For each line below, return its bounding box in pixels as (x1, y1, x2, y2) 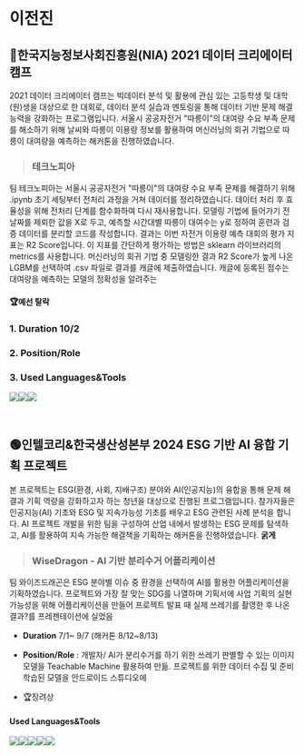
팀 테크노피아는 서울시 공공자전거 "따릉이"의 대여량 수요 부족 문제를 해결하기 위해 (9, 183, 296, 194)
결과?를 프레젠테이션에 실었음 (9, 611, 113, 622)
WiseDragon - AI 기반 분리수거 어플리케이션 (31, 554, 216, 567)
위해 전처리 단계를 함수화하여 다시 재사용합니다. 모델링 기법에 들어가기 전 (33, 205, 290, 216)
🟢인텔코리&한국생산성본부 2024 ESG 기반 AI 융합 (9, 437, 276, 452)
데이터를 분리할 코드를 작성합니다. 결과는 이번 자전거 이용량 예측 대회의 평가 (18, 228, 286, 239)
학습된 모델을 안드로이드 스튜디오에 (22, 672, 147, 683)
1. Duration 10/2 (9, 322, 80, 334)
